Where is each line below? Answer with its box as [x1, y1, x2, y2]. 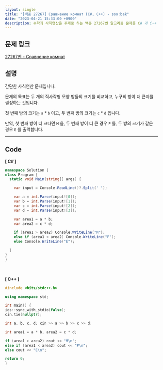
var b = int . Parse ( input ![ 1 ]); [14, 199, 77, 204]
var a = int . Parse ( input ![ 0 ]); [14, 194, 77, 200]
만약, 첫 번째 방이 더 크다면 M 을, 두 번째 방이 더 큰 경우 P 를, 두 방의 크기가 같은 [5, 120, 153, 126]
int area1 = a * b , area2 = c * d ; [5, 330, 77, 334]
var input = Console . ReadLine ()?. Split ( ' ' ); [14, 185, 108, 190]
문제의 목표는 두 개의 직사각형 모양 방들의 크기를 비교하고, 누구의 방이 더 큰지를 [5, 93, 154, 99]
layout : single [5, 7, 36, 12]
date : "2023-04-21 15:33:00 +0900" [5, 16, 77, 21]
